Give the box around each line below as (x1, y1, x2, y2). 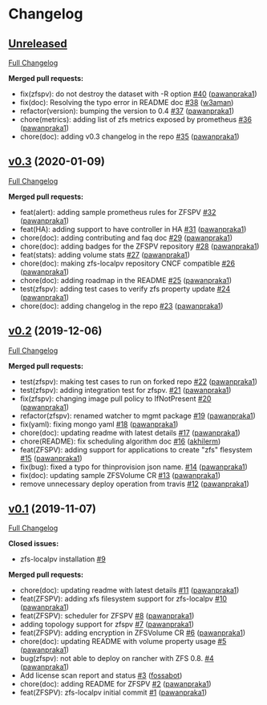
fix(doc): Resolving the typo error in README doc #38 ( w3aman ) (19, 98, 234, 107)
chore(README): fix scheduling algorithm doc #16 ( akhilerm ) (19, 436, 221, 446)
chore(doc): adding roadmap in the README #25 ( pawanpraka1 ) (19, 275, 233, 285)
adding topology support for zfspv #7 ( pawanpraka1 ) (19, 619, 195, 630)
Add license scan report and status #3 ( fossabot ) (19, 671, 183, 680)
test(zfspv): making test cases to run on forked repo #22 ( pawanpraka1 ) (19, 376, 258, 386)
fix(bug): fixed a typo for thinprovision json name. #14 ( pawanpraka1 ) (19, 462, 249, 472)
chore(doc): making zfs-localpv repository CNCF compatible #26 (19, 258, 235, 268)
